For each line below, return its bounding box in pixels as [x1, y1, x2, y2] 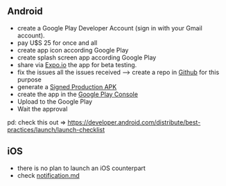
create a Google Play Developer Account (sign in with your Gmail [17, 24, 202, 32]
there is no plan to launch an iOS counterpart [17, 164, 146, 172]
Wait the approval [17, 104, 68, 113]
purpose [17, 75, 42, 84]
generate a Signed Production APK [17, 82, 117, 91]
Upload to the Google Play [17, 97, 92, 106]
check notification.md [17, 171, 80, 179]
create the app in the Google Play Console [17, 90, 139, 98]
